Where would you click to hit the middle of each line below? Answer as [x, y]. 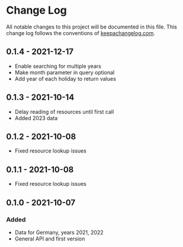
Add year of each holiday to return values [65, 78]
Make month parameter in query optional [65, 72]
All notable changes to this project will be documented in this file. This [92, 27]
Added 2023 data [36, 118]
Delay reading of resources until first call [64, 112]
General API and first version [50, 239]
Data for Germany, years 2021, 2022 [59, 232]
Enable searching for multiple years [58, 66]
